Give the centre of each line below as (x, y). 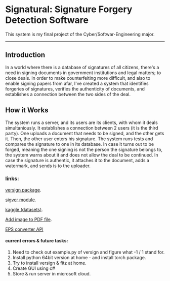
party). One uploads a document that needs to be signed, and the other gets (85, 133)
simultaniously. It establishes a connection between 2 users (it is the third (82, 128)
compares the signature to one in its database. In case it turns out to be (80, 144)
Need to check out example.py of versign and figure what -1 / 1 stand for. (89, 252)
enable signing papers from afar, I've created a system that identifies (77, 83)
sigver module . (21, 200)
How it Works (27, 110)
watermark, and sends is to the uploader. (48, 166)
